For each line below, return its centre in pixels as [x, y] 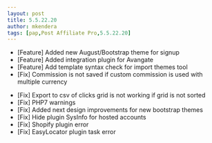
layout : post [26, 13]
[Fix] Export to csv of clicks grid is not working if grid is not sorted [111, 95]
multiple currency [42, 82]
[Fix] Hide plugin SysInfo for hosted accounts [81, 117]
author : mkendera [32, 26]
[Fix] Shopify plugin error [53, 124]
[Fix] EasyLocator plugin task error [66, 132]
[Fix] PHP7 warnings [46, 103]
